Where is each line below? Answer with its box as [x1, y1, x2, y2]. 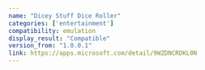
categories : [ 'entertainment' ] [8, 19, 114, 27]
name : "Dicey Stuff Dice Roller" [8, 11, 122, 20]
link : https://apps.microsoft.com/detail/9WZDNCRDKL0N [8, 49, 198, 57]
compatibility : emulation [8, 27, 96, 35]
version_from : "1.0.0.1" [8, 42, 92, 50]
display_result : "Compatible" [8, 34, 111, 43]
